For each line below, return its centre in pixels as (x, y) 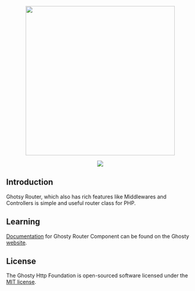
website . (17, 243)
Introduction (30, 182)
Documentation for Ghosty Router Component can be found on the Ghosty (98, 236)
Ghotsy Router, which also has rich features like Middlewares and (86, 197)
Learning (23, 222)
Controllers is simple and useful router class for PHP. (71, 203)
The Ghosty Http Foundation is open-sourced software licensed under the (97, 275)
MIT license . (21, 282)
